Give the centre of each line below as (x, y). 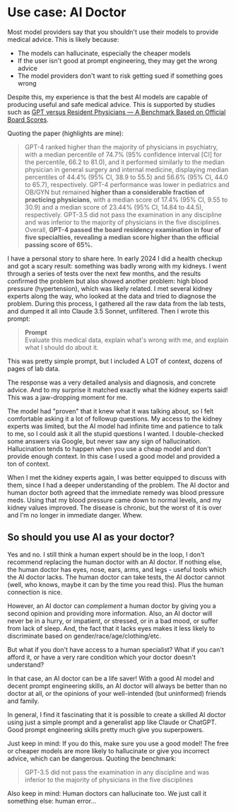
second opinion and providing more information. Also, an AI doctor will (110, 613)
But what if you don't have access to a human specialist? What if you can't (116, 649)
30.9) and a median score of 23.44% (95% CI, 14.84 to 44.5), (114, 207)
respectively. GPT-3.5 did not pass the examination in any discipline (123, 215)
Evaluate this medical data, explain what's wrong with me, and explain (126, 340)
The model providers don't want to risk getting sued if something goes (120, 76)
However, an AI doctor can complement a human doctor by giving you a (112, 605)
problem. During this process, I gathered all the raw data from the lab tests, (117, 303)
